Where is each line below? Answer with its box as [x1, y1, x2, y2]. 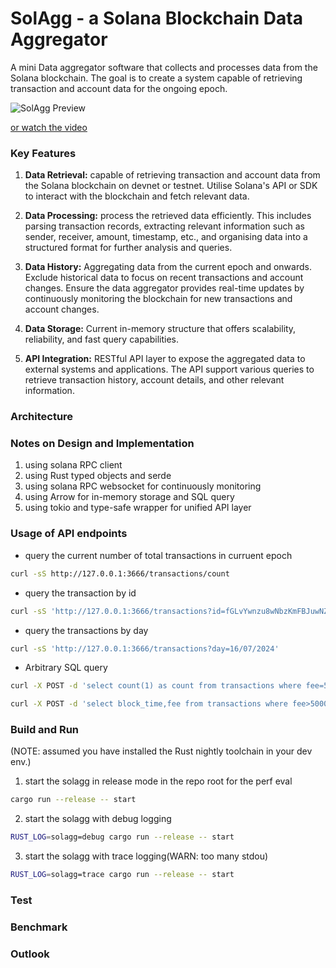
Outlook [10, 947, 50, 961]
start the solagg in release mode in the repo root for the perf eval [24, 775, 293, 787]
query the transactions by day [24, 624, 149, 636]
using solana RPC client [24, 459, 123, 471]
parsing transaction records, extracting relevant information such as [24, 220, 305, 232]
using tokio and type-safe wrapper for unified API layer [24, 502, 252, 514]
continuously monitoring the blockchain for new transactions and [24, 293, 293, 305]
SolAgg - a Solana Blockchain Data [10, 7, 303, 30]
